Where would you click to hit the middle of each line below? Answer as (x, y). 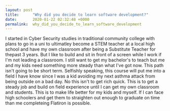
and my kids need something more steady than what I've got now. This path (84, 65)
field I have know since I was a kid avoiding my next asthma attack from (80, 76)
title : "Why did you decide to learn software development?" (77, 15)
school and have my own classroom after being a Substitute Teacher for (80, 49)
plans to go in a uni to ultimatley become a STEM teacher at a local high (80, 44)
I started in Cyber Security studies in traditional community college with (80, 39)
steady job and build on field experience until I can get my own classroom (82, 87)
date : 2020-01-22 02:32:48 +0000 (47, 19)
